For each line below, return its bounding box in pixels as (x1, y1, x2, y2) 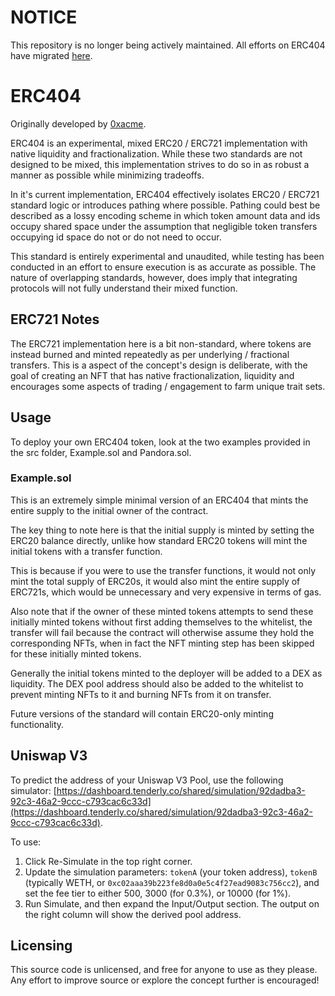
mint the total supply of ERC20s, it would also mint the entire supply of (10, 575, 301, 587)
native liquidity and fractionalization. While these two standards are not (10, 147, 303, 160)
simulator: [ (10, 784, 57, 796)
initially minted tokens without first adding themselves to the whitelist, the (10, 616, 313, 628)
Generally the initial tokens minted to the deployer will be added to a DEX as (10, 667, 323, 679)
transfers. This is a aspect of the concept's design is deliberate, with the (10, 359, 308, 371)
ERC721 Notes (10, 311, 100, 328)
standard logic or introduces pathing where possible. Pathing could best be (10, 199, 321, 211)
